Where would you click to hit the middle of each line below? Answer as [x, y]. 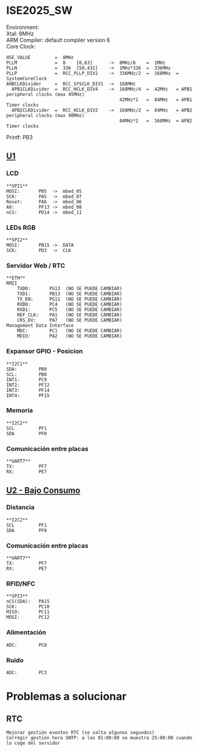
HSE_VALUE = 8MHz [40, 57]
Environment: [23, 27]
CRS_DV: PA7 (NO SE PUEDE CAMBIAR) [70, 320]
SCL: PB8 [26, 374]
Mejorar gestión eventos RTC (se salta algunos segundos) [80, 732]
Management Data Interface [40, 326]
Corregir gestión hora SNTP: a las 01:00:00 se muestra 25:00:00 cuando [99, 738]
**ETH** [16, 278]
